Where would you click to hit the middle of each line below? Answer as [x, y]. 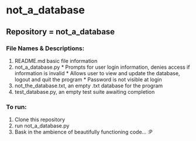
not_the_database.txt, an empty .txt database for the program [89, 86]
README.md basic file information [56, 61]
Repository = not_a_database [61, 32]
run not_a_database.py [42, 126]
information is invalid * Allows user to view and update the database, [97, 73]
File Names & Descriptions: [45, 48]
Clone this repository [40, 119]
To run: [17, 107]
